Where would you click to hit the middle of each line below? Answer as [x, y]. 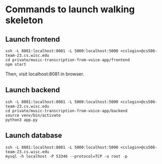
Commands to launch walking [70, 9]
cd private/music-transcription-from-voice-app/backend [66, 111]
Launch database [34, 136]
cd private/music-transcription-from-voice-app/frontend [68, 60]
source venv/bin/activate [33, 115]
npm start [16, 65]
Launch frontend [33, 39]
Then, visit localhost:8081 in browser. [45, 74]
